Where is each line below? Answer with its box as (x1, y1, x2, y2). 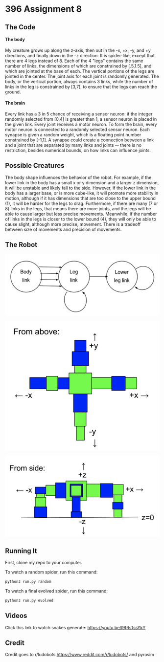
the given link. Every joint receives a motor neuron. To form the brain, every (5, 121, 158, 127)
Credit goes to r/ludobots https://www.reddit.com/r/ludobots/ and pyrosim (5, 652, 154, 658)
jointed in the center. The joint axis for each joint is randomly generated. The (5, 73, 159, 79)
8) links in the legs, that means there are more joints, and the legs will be (5, 205, 151, 211)
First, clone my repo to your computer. (5, 560, 82, 566)
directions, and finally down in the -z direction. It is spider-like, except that (5, 52, 155, 58)
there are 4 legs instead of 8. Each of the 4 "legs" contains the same (5, 58, 143, 64)
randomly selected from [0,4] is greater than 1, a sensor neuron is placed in (5, 116, 157, 122)
